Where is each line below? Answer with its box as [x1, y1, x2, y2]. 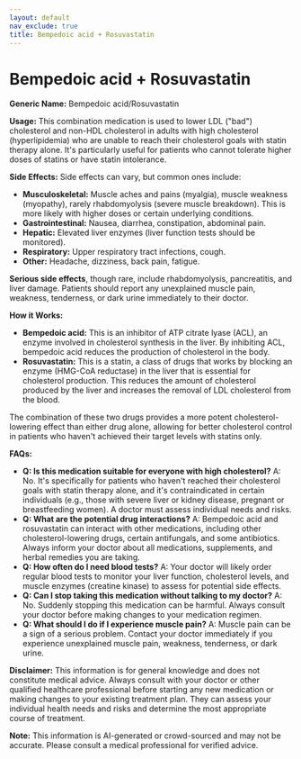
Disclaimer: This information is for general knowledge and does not [9, 665, 261, 676]
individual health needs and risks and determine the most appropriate [9, 703, 267, 714]
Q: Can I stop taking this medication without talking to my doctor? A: [22, 591, 283, 601]
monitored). [22, 237, 66, 248]
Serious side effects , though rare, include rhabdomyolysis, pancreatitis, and [9, 274, 293, 285]
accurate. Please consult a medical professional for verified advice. [9, 740, 259, 751]
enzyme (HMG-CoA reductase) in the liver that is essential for [22, 366, 252, 376]
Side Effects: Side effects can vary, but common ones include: [9, 172, 242, 183]
